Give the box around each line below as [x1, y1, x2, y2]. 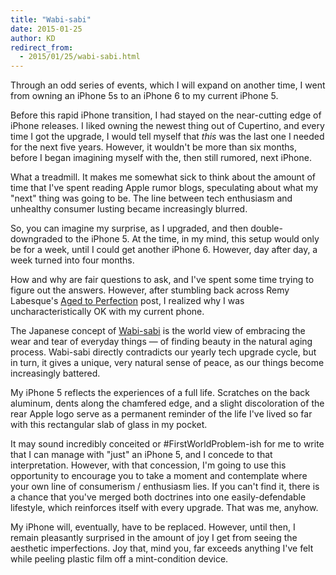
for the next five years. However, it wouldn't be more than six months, [10, 141, 298, 153]
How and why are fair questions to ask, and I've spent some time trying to [10, 274, 315, 286]
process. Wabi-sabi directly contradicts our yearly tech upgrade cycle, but [10, 346, 317, 358]
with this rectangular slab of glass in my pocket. [10, 419, 208, 431]
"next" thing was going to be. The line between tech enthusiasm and [10, 192, 293, 205]
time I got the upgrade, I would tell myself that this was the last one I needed [10, 131, 325, 143]
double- [250, 222, 283, 235]
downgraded [10, 233, 63, 245]
